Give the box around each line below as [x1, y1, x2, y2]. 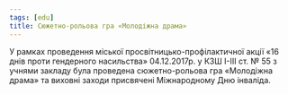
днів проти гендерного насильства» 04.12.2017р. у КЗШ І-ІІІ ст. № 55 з [9, 56, 277, 66]
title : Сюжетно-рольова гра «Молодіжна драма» [9, 21, 187, 30]
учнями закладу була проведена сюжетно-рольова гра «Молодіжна [9, 64, 273, 76]
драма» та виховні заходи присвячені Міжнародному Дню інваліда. [9, 74, 272, 85]
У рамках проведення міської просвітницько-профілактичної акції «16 [9, 46, 279, 56]
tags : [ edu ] [9, 13, 54, 22]
